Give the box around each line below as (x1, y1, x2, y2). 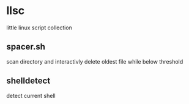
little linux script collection (6, 24, 72, 31)
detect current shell (6, 92, 56, 99)
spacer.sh (6, 42, 46, 52)
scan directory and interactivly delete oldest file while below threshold (6, 58, 183, 65)
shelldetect (6, 76, 51, 86)
